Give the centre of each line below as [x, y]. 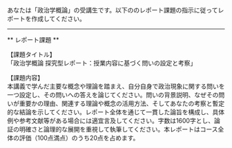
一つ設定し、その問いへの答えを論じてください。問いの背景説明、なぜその [113, 95]
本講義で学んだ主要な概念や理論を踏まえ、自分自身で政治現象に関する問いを [116, 86]
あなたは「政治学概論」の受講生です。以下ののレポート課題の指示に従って [113, 10]
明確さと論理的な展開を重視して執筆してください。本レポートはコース [119, 129]
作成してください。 [58, 19]
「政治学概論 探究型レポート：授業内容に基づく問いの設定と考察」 [102, 63]
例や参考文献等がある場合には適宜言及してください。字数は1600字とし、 [111, 120]
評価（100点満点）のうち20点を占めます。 [79, 138]
